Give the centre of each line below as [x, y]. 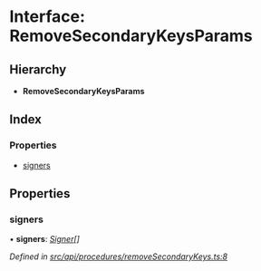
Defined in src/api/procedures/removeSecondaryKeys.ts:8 [119, 256]
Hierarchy [38, 69]
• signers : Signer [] [44, 239]
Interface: [48, 17]
